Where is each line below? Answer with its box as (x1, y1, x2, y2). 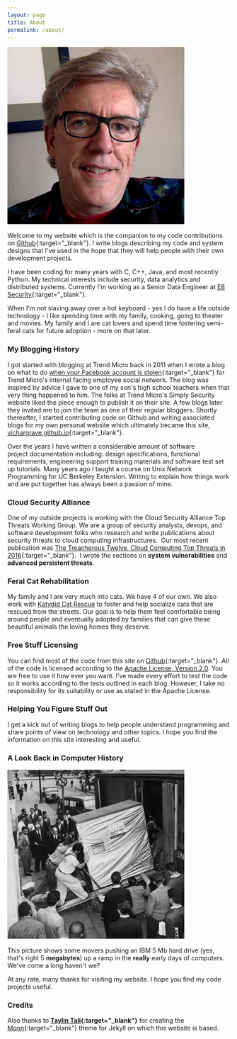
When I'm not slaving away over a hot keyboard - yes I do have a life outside (7, 304, 230, 313)
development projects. (7, 254, 73, 262)
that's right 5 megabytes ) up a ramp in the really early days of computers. (7, 954, 225, 962)
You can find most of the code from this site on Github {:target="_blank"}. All (7, 656, 229, 665)
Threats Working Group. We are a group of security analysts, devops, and (7, 521, 223, 529)
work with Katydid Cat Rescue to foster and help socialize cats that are (7, 600, 214, 609)
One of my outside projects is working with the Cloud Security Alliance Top (7, 513, 226, 522)
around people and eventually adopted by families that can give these (7, 615, 211, 624)
